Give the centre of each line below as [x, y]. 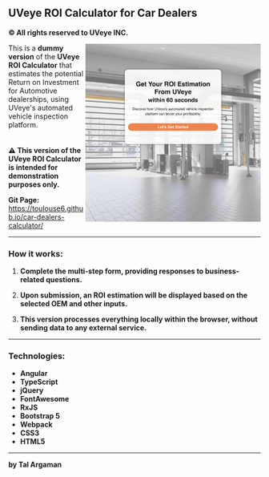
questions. [64, 280]
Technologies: [37, 356]
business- [223, 271]
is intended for [33, 167]
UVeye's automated [41, 107]
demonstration [34, 176]
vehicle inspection [38, 116]
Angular [34, 374]
